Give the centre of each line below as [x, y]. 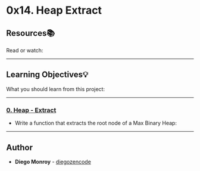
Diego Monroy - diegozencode [53, 161]
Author [19, 147]
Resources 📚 [31, 33]
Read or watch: [25, 50]
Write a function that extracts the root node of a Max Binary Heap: [96, 123]
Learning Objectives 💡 [47, 75]
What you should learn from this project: [56, 89]
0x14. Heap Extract [54, 10]
